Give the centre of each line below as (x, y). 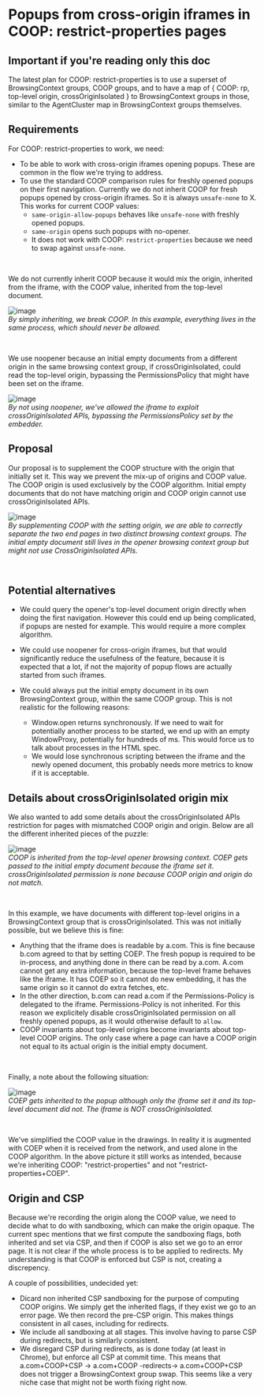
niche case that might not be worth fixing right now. (103, 1382)
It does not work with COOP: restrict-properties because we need (142, 240)
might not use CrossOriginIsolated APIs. (73, 550)
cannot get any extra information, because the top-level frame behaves (135, 971)
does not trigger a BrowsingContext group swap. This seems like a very (136, 1374)
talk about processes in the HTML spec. (96, 748)
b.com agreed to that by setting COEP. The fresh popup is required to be (138, 954)
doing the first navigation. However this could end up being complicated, (138, 618)
